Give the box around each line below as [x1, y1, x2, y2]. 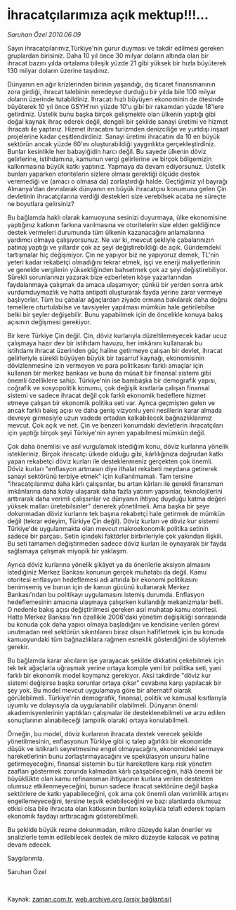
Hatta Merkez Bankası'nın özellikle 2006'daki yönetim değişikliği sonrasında [7, 613, 227, 621]
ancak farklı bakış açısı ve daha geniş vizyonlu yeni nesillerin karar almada [7, 406, 223, 414]
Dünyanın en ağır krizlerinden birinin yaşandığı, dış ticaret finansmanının [7, 79, 216, 88]
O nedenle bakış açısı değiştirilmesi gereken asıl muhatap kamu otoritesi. [7, 605, 218, 613]
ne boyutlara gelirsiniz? [7, 199, 75, 207]
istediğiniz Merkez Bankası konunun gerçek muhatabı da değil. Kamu [7, 568, 207, 576]
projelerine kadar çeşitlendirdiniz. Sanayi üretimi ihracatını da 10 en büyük [7, 132, 221, 141]
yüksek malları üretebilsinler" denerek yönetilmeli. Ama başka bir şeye [7, 501, 210, 510]
